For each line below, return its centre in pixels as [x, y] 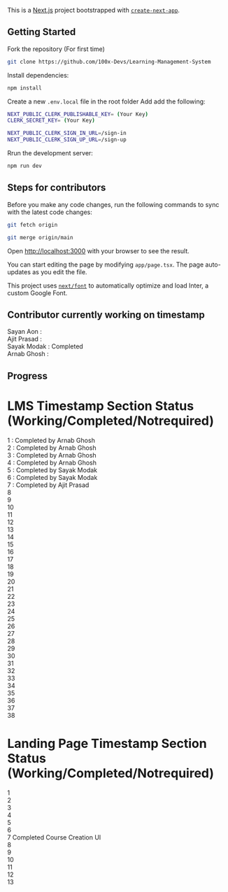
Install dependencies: [38, 75]
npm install [24, 88]
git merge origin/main [40, 237]
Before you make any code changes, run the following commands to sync [113, 204]
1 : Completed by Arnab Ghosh [51, 440]
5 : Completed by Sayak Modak [52, 470]
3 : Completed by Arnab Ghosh [52, 455]
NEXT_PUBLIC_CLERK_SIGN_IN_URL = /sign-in [67, 133]
